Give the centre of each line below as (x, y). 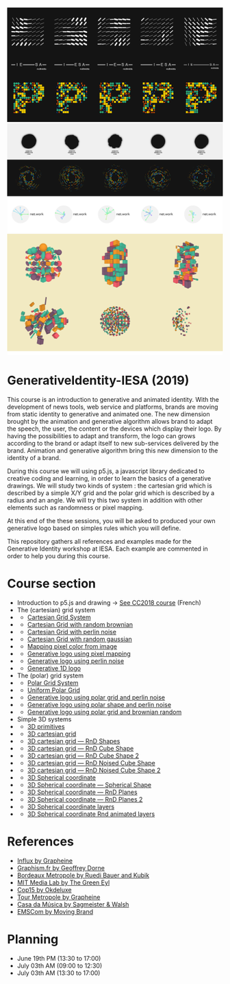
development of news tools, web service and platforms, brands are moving (113, 407)
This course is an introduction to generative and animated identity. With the (113, 400)
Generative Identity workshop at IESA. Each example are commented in (108, 549)
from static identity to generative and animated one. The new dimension (108, 414)
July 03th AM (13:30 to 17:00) (59, 973)
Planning (33, 939)
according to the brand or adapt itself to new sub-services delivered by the (113, 444)
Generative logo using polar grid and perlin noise (96, 697)
